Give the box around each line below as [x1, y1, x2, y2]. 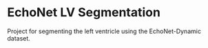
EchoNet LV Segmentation [7, 5, 160, 20]
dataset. [7, 34, 31, 42]
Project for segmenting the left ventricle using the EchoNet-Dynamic [7, 27, 202, 35]
